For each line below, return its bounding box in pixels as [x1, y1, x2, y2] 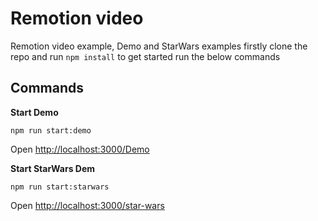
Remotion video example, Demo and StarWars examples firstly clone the [10, 40, 308, 52]
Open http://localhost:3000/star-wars [10, 199, 165, 211]
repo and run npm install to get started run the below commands [10, 50, 281, 62]
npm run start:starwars [10, 182, 110, 192]
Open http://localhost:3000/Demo [10, 143, 150, 155]
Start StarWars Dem [10, 162, 96, 174]
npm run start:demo [10, 125, 92, 136]
